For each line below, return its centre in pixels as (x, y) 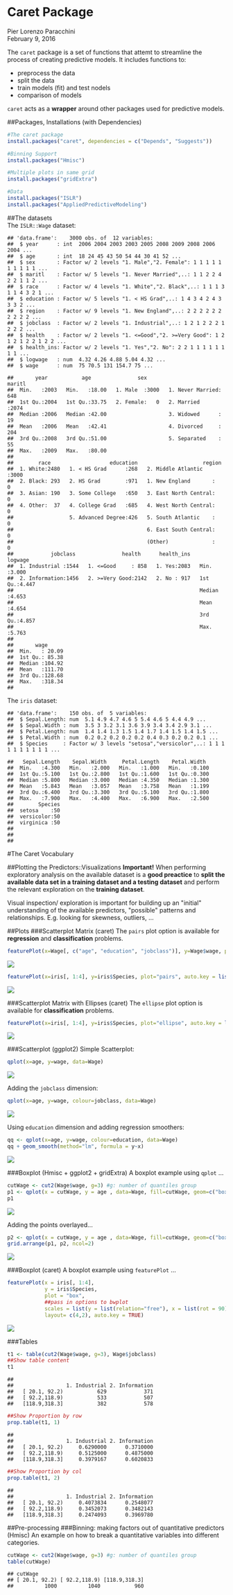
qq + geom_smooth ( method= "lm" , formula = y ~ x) (76, 1146)
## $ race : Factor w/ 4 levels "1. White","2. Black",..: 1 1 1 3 (116, 286)
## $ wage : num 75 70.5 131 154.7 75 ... (80, 365)
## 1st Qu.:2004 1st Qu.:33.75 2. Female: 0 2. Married (103, 402)
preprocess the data (46, 73)
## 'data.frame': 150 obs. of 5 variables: (77, 713)
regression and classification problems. (65, 938)
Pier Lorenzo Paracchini (41, 31)
